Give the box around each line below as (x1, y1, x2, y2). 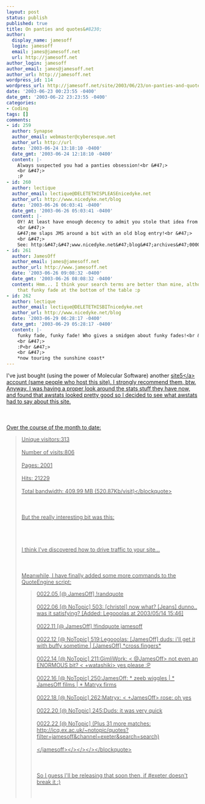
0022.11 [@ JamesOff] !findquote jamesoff (36, 623, 143, 629)
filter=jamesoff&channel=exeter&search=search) (36, 733, 160, 740)
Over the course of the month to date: (6, 424, 102, 431)
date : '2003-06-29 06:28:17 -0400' (12, 316, 103, 322)
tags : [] (6, 111, 29, 117)
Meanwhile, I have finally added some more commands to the (21, 572, 176, 579)
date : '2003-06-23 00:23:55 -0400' (6, 89, 97, 95)
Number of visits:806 (21, 449, 75, 455)
